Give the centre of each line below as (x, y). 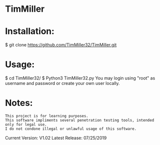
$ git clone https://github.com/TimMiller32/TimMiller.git (61, 45)
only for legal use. (26, 124)
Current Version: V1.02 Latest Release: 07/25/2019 (56, 138)
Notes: (19, 103)
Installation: (30, 31)
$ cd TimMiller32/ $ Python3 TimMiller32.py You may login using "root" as (80, 78)
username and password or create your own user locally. (62, 83)
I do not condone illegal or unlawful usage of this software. (71, 129)
